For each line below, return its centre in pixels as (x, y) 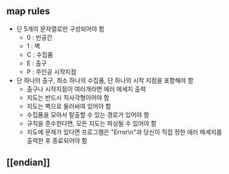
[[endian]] (28, 163)
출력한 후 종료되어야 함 (57, 140)
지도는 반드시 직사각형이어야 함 (68, 97)
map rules (28, 11)
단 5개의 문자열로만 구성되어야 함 (60, 29)
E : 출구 (37, 63)
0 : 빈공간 (39, 37)
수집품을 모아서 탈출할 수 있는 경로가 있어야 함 (88, 115)
